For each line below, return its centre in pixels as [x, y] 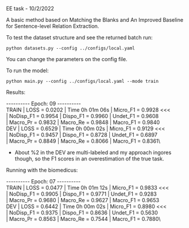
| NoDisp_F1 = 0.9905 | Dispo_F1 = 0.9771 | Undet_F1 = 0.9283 [82, 194]
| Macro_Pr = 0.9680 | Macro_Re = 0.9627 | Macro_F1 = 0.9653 [83, 200]
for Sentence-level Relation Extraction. [53, 26]
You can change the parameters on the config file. [67, 59]
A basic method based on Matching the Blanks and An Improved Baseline [95, 20]
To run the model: [27, 71]
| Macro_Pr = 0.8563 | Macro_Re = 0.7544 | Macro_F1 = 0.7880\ [83, 219]
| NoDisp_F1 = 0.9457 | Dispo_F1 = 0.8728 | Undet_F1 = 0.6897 [82, 135]
